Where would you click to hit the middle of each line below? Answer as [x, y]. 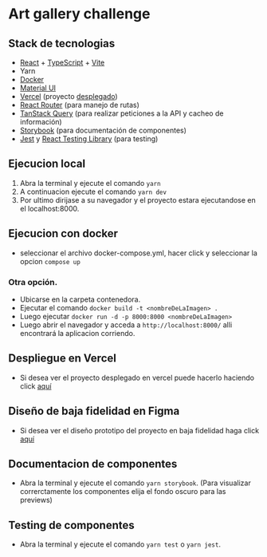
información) [41, 122]
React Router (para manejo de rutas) [79, 105]
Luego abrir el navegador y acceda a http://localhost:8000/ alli [126, 325]
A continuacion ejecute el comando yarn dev [93, 192]
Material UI [38, 88]
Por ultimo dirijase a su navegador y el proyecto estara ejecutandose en [138, 199]
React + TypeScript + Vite [62, 62]
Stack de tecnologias [62, 43]
